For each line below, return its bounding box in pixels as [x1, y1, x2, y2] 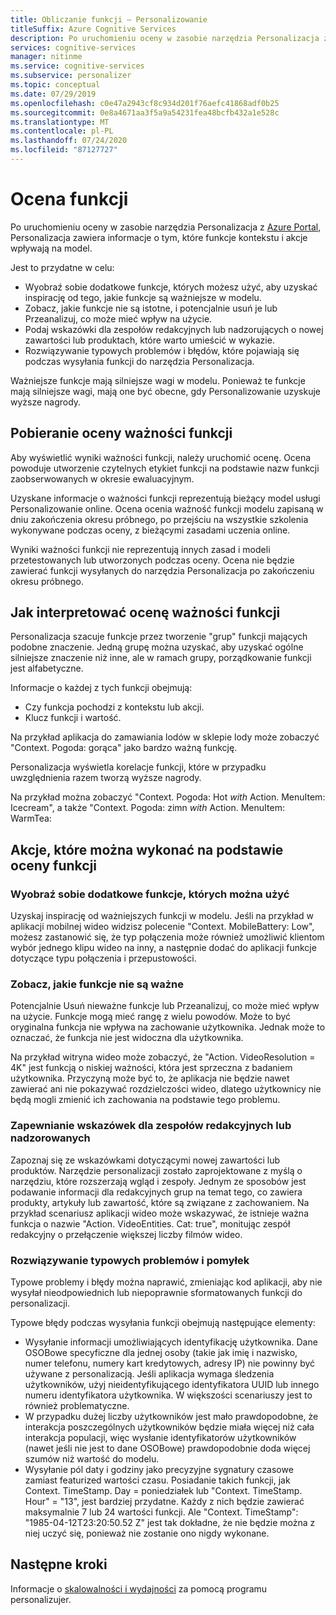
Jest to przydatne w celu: [10, 261, 115, 273]
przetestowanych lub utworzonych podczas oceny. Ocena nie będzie [10, 554, 295, 566]
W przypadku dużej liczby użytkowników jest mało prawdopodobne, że [24, 1411, 319, 1423]
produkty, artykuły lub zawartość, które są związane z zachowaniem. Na [10, 1196, 310, 1208]
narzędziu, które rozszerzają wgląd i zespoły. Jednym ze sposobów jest [10, 1175, 307, 1187]
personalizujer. [10, 1593, 72, 1605]
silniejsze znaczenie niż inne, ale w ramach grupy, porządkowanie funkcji [10, 652, 312, 664]
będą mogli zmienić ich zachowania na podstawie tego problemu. [10, 1094, 281, 1106]
